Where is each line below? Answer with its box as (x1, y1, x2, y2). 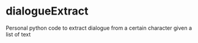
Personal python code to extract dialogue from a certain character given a (5, 24, 193, 31)
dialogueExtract (5, 4, 89, 18)
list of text (5, 30, 31, 38)
